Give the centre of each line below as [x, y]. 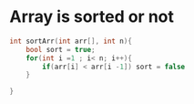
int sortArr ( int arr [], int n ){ [71, 41]
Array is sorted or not [92, 17]
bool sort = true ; [61, 49]
